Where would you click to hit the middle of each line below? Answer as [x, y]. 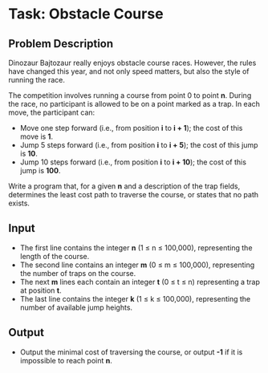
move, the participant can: [52, 112]
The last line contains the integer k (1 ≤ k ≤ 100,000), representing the [135, 298]
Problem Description [61, 44]
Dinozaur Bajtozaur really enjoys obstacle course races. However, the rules [132, 63]
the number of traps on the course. [78, 273]
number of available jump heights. [76, 307]
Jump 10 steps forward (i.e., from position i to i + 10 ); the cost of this [133, 162]
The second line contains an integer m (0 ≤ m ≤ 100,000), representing [137, 265]
